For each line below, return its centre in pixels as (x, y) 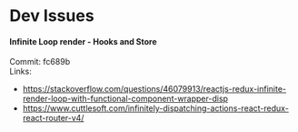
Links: (20, 71)
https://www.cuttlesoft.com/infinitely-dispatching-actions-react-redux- (155, 108)
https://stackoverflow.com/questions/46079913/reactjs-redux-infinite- (154, 89)
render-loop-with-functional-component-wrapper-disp (125, 99)
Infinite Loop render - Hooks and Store (83, 41)
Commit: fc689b (40, 62)
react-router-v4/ (53, 118)
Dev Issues (52, 16)
